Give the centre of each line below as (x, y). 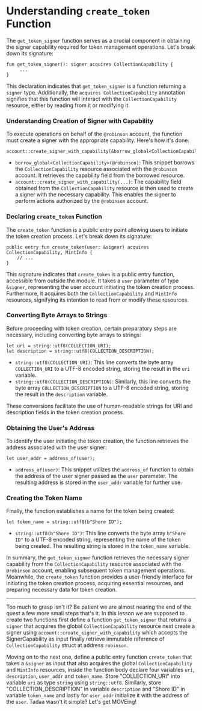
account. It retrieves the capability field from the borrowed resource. (100, 175)
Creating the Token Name (44, 498)
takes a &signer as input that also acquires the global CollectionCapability (99, 663)
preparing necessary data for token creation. (62, 590)
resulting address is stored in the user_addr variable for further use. (98, 482)
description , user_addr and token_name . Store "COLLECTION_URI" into (93, 676)
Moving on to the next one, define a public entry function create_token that (99, 657)
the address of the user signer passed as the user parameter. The (96, 476)
